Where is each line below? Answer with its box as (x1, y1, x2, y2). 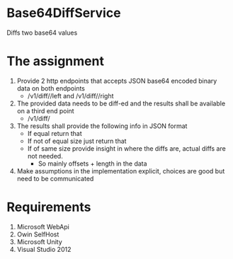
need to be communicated (16, 174, 94, 183)
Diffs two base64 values (6, 28, 78, 37)
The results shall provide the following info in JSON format (16, 122, 188, 130)
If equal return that (27, 129, 82, 137)
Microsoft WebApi (16, 222, 70, 231)
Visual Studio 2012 (16, 245, 72, 253)
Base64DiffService (6, 5, 121, 21)
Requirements (6, 200, 91, 215)
